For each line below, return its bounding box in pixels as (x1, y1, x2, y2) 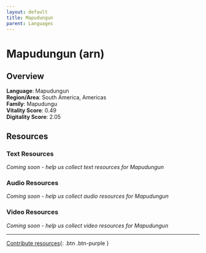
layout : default (6, 9, 48, 15)
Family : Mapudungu (6, 100, 58, 108)
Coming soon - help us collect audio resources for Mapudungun (6, 192, 169, 200)
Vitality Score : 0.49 (6, 107, 57, 114)
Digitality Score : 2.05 (6, 113, 61, 121)
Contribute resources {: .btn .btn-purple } (6, 240, 109, 247)
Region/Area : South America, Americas (6, 94, 107, 101)
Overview (6, 71, 45, 81)
